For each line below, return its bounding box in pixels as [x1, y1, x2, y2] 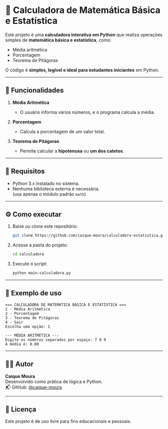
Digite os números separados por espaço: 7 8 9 [5, 337, 106, 342]
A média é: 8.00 [5, 341, 39, 346]
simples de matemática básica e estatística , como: [5, 37, 111, 43]
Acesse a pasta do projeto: [12, 242, 68, 248]
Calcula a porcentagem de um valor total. [19, 128, 105, 134]
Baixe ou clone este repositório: [12, 223, 78, 229]
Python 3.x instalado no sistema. [12, 180, 80, 186]
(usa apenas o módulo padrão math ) [12, 191, 86, 197]
